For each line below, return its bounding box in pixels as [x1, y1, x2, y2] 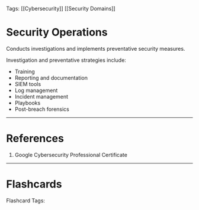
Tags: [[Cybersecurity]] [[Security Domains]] [6, 5, 115, 12]
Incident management [14, 93, 69, 100]
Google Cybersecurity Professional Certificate [14, 151, 127, 158]
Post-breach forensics [14, 106, 69, 113]
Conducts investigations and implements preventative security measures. [6, 45, 185, 52]
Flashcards [6, 178, 62, 191]
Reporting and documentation [14, 74, 88, 81]
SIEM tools [14, 80, 41, 87]
